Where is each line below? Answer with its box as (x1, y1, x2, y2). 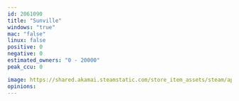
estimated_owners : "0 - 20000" (7, 57, 100, 64)
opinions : (7, 83, 37, 90)
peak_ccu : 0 (7, 63, 43, 70)
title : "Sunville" (7, 17, 62, 24)
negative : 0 (7, 51, 43, 58)
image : (7, 76, 27, 83)
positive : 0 (7, 43, 43, 51)
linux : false (7, 37, 46, 44)
